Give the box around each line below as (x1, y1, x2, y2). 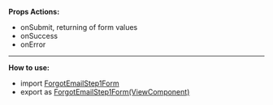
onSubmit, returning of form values (19, 23, 138, 31)
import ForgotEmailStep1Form (19, 78, 119, 88)
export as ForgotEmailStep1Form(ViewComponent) (19, 87, 190, 96)
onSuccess (19, 31, 58, 40)
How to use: (8, 63, 50, 72)
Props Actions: (8, 7, 60, 16)
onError (19, 40, 46, 49)
